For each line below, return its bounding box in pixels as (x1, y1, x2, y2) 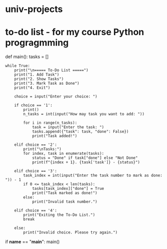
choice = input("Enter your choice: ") (14, 94, 98, 99)
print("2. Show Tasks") (14, 77, 64, 82)
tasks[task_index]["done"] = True (32, 186, 104, 191)
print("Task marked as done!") (32, 190, 98, 196)
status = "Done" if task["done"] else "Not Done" (32, 155, 138, 161)
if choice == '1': (14, 103, 53, 108)
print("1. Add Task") (14, 72, 59, 77)
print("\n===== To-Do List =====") (14, 68, 89, 73)
